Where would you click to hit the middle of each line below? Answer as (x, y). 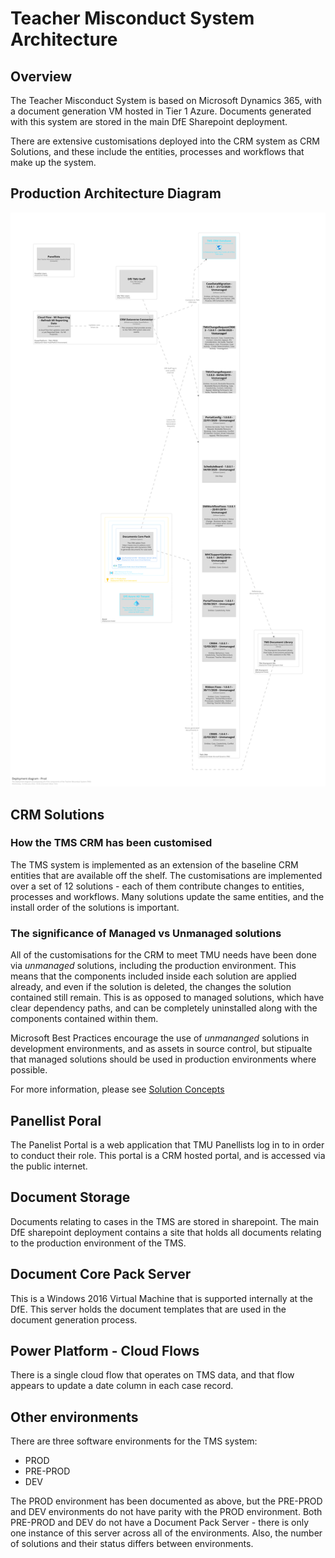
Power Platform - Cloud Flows (105, 1350)
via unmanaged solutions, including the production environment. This (153, 966)
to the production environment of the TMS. (98, 1243)
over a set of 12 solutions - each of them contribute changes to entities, (157, 886)
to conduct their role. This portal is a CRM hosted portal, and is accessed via (168, 1155)
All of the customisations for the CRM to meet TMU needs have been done (163, 955)
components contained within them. (84, 1019)
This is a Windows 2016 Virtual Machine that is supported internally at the (162, 1298)
